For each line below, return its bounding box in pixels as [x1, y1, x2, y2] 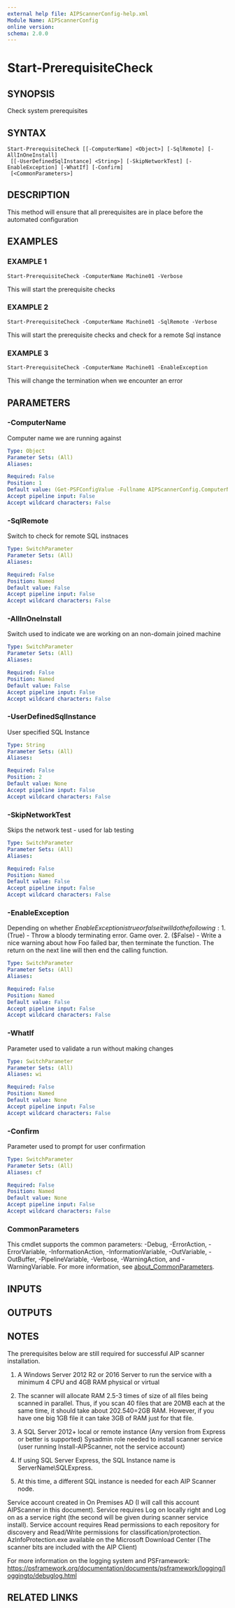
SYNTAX [7, 127, 47, 139]
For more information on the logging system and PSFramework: [7, 1556, 190, 1564]
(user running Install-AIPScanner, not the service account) [17, 1442, 185, 1451]
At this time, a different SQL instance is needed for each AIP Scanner [17, 1477, 216, 1485]
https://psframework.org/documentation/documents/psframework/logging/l [7, 1564, 226, 1572]
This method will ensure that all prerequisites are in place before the [7, 208, 204, 216]
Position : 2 [7, 774, 42, 781]
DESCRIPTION [7, 189, 70, 201]
